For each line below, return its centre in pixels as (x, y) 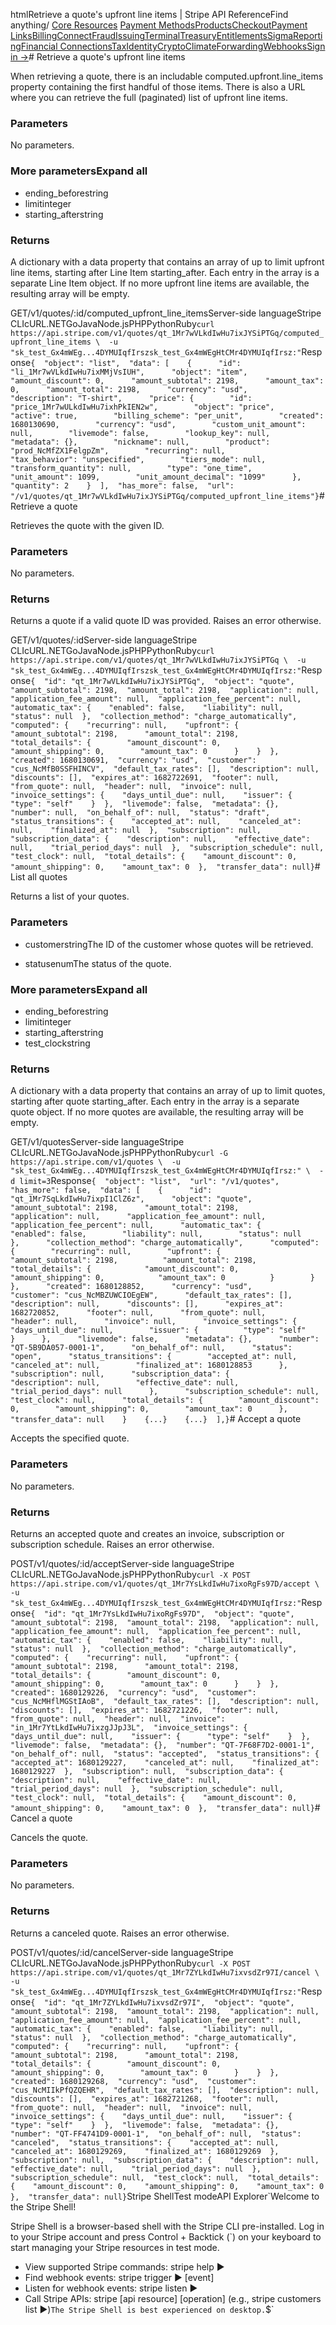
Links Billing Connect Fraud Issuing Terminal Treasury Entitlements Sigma (152, 35)
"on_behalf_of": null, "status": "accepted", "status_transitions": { (165, 1754)
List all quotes (39, 877)
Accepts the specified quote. (70, 1438)
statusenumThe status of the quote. (98, 963)
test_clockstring (57, 1043)
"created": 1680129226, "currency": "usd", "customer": (133, 1692)
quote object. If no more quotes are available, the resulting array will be (157, 1112)
